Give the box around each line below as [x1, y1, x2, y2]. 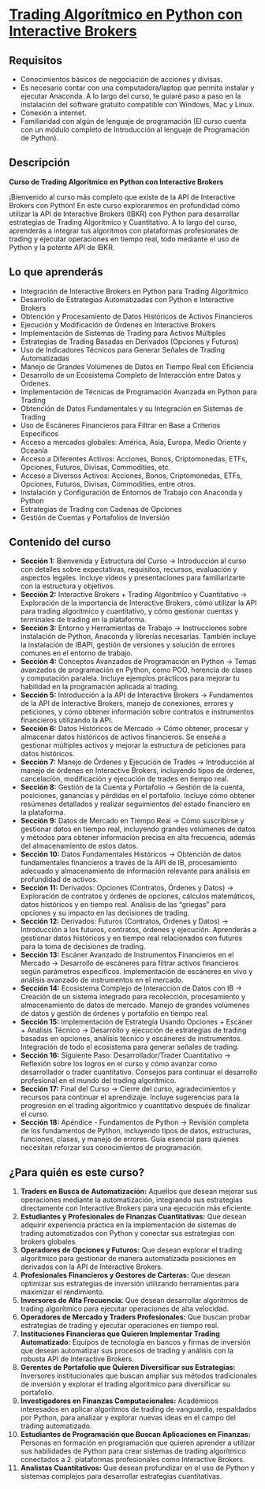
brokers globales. [20, 1237, 77, 1247]
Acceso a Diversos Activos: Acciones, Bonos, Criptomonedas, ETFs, [20, 471, 243, 480]
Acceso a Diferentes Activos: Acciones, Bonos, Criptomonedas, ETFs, [20, 453, 248, 463]
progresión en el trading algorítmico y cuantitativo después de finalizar [20, 1101, 251, 1110]
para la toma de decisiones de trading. [20, 942, 146, 951]
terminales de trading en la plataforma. [20, 615, 147, 625]
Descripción [9, 156, 70, 170]
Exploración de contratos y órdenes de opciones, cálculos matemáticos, [20, 891, 256, 901]
